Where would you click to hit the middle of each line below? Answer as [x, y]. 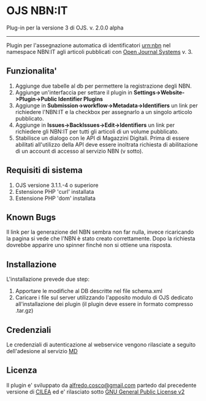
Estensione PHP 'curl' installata [55, 191]
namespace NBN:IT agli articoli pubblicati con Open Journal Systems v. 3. [100, 52]
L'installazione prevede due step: [48, 279]
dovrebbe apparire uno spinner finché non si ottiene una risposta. [89, 245]
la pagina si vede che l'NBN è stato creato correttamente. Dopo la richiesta [101, 239]
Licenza [22, 371]
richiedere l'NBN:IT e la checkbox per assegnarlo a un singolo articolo [104, 112]
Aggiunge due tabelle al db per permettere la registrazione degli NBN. [103, 86]
